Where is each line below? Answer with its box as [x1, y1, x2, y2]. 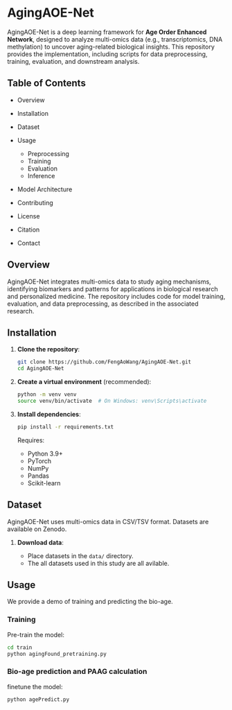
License [17, 211, 40, 220]
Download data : [17, 538, 64, 546]
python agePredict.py [7, 695, 70, 703]
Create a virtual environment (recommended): [17, 378, 152, 386]
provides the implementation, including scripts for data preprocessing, [7, 50, 208, 58]
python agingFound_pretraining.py [7, 650, 107, 657]
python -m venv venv [17, 391, 77, 398]
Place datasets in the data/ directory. [27, 551, 134, 560]
